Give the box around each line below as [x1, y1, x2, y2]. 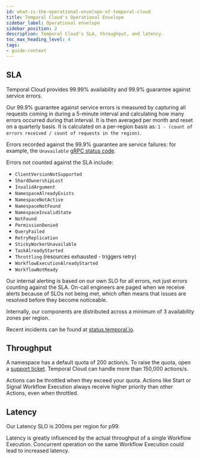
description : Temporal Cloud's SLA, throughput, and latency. [6, 31, 164, 37]
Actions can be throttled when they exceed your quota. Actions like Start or [6, 377, 191, 384]
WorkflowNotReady [14, 267, 59, 273]
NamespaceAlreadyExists [14, 190, 75, 196]
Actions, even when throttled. [6, 389, 79, 397]
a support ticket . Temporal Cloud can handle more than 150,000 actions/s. [6, 365, 189, 373]
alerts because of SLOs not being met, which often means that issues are [6, 290, 186, 297]
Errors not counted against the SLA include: [6, 159, 113, 166]
